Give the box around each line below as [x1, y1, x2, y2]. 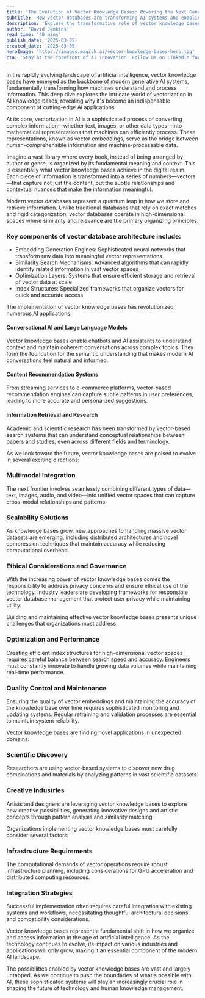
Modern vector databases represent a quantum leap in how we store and [6, 197, 190, 204]
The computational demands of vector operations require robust [6, 860, 168, 867]
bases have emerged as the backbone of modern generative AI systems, [6, 78, 189, 85]
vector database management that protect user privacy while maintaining [6, 595, 190, 602]
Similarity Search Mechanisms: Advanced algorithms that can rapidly [15, 259, 189, 266]
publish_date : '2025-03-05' [6, 37, 78, 43]
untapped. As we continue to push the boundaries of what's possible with [6, 972, 192, 979]
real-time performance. [6, 668, 65, 676]
